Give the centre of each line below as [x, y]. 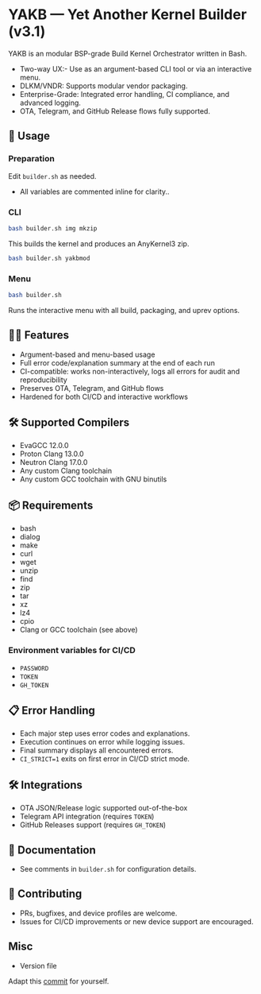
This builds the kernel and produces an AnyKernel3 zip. [99, 243]
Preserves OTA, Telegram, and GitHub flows [92, 388]
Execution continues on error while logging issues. [102, 742]
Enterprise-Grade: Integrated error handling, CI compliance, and [125, 94]
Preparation [32, 159]
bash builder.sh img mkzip [53, 228]
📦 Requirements [51, 505]
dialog [30, 537]
